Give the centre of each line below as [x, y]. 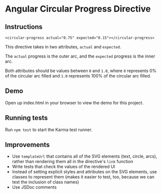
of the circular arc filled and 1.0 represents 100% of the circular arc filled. [78, 76]
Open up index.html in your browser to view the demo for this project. [74, 103]
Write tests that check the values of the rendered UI [63, 167]
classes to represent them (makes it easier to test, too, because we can [83, 177]
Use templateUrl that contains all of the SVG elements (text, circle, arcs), [84, 156]
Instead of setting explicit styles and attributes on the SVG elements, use [84, 172]
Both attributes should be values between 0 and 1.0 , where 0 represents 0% [81, 71]
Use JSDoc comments [34, 187]
